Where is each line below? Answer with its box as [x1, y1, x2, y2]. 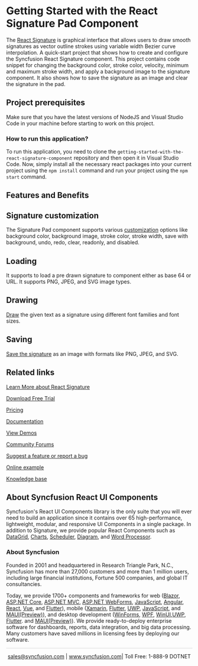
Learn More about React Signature [6, 383, 90, 390]
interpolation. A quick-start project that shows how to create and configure [6, 49, 188, 56]
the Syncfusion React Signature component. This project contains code [6, 55, 180, 62]
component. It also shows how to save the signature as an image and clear [6, 74, 188, 81]
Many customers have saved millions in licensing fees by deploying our [6, 630, 180, 637]
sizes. [6, 317, 21, 324]
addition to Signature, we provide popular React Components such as [6, 527, 176, 534]
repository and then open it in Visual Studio [73, 154, 179, 161]
